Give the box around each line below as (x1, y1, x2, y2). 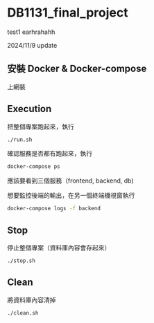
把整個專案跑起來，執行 (7, 122, 74, 131)
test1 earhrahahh (7, 28, 55, 36)
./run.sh (7, 136, 33, 143)
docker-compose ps (7, 163, 60, 170)
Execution (7, 103, 52, 115)
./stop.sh (7, 257, 36, 264)
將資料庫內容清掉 (7, 295, 56, 304)
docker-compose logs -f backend (7, 205, 101, 212)
